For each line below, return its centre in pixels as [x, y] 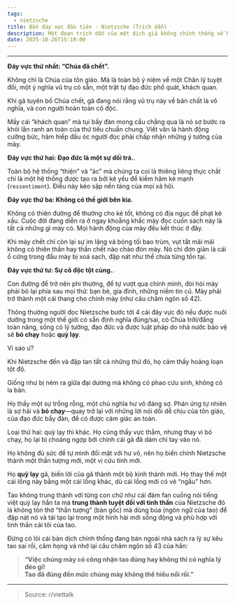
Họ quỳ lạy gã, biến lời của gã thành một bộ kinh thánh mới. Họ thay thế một [117, 474]
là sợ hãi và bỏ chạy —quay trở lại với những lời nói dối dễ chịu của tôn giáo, [116, 411]
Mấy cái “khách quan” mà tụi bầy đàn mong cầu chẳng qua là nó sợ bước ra [116, 122]
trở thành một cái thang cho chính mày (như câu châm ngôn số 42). [105, 299]
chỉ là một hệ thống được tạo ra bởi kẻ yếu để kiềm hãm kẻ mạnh [100, 179]
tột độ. [17, 369]
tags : [15, 14]
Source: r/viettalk [49, 594]
